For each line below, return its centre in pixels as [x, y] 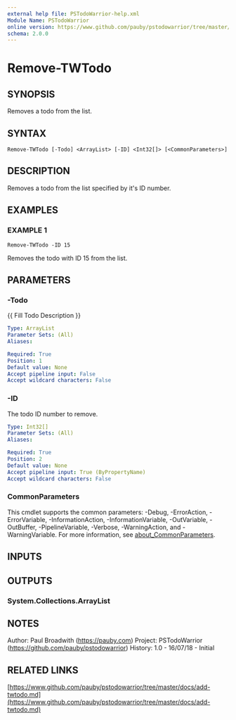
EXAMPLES [33, 210]
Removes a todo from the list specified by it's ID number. [89, 188]
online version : [31, 27]
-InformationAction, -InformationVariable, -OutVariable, [129, 519]
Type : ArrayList [31, 328]
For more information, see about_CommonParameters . [137, 534]
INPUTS [25, 557]
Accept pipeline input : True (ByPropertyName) [77, 472]
